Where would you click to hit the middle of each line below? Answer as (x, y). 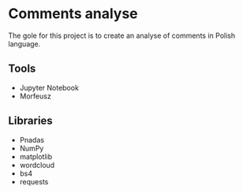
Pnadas (32, 139)
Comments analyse (73, 14)
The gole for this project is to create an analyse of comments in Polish (121, 35)
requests (34, 181)
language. (24, 43)
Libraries (30, 121)
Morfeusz (35, 96)
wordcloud (37, 165)
